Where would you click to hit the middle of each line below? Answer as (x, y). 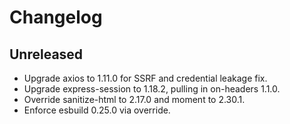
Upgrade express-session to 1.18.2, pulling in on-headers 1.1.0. (152, 89)
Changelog (56, 17)
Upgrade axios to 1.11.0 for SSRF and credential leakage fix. (145, 78)
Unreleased (46, 54)
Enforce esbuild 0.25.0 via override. (97, 110)
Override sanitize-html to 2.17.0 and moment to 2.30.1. (134, 99)
